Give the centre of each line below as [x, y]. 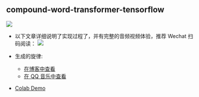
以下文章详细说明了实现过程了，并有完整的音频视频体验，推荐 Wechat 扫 [104, 36]
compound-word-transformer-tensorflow [85, 10]
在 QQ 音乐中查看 [45, 76]
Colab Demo [30, 88]
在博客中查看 [39, 68]
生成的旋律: [29, 56]
